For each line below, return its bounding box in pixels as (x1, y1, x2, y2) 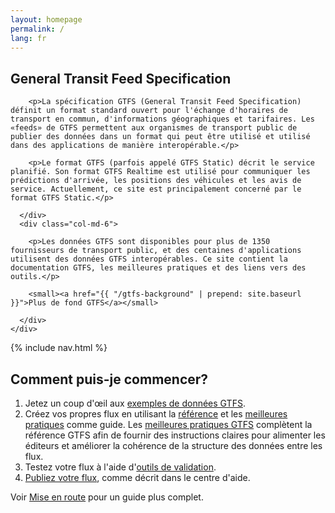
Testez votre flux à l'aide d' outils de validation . (24, 461, 217, 473)
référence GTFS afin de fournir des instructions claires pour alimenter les (24, 429, 326, 441)
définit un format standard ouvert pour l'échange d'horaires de (10, 106, 288, 116)
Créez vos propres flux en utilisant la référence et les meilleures (24, 408, 288, 420)
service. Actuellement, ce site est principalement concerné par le (10, 184, 302, 195)
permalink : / (10, 24, 65, 34)
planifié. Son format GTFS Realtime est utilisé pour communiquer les (10, 167, 311, 177)
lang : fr (10, 33, 47, 43)
